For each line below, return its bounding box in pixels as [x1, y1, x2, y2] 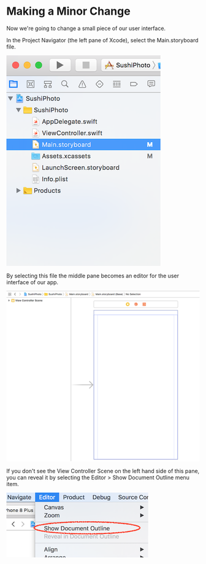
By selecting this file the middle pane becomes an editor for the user [6, 272, 180, 279]
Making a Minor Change [6, 4, 131, 18]
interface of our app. [6, 278, 59, 286]
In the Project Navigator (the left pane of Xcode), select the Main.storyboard [6, 36, 199, 44]
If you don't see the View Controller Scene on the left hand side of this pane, [6, 468, 200, 475]
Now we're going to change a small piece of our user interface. [6, 25, 166, 32]
